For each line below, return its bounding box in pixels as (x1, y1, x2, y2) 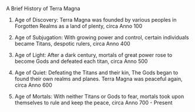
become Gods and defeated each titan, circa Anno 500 (14, 58, 148, 65)
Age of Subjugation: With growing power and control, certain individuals (14, 34, 189, 40)
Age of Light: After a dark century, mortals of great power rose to (14, 52, 173, 58)
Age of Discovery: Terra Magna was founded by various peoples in (14, 16, 177, 23)
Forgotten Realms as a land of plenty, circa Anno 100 (14, 23, 143, 29)
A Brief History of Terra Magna (6, 5, 80, 12)
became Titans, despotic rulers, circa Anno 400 (14, 40, 130, 47)
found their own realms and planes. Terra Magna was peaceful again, (14, 76, 183, 82)
